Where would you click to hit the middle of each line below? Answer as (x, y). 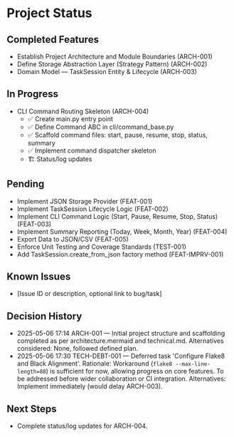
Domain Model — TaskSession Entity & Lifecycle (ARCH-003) (107, 72)
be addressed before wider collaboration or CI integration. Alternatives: (121, 379)
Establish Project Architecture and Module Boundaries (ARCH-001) (115, 56)
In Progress (32, 94)
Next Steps (32, 409)
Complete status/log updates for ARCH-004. (82, 426)
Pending (26, 184)
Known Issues (39, 277)
